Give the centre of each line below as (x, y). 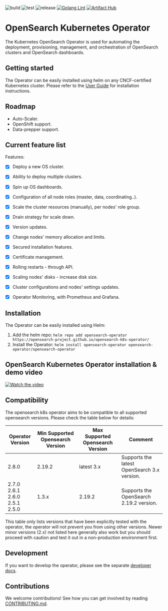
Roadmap (20, 107)
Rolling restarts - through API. (43, 267)
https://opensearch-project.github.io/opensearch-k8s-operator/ (81, 340)
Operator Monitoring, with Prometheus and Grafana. (66, 297)
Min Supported (55, 433)
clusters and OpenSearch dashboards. (45, 52)
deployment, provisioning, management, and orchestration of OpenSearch (82, 47)
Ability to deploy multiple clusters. (47, 177)
